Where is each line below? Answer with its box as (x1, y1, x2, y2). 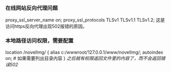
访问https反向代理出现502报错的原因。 (5, 23, 88, 29)
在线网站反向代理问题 (5, 4, 58, 11)
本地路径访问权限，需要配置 (5, 37, 74, 44)
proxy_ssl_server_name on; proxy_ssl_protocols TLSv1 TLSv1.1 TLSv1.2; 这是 (5, 17, 165, 23)
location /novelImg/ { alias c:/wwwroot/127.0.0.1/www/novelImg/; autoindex (5, 49, 163, 55)
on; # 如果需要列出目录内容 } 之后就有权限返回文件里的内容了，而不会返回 (5, 55, 161, 61)
